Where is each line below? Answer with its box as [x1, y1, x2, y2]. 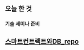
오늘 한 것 [5, 4, 32, 13]
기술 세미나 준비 [5, 21, 40, 27]
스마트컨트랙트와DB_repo [5, 37, 79, 46]
